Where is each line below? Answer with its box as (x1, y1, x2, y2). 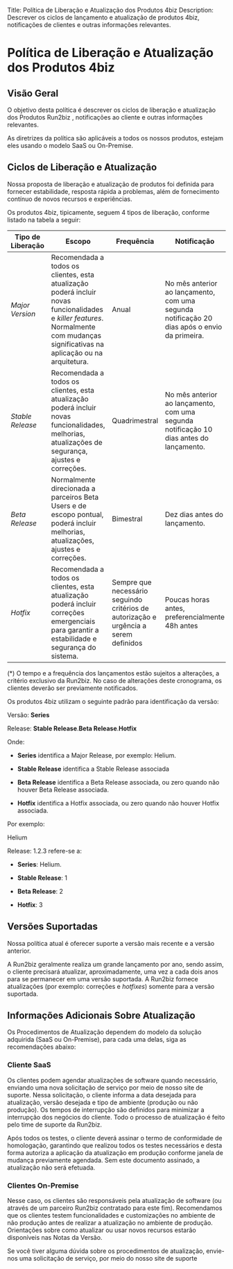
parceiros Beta (51, 492, 99, 502)
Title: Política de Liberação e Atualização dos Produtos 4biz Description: (7, 6, 214, 14)
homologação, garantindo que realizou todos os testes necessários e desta (7, 1141, 223, 1149)
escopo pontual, (51, 509, 104, 519)
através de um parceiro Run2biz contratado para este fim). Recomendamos (7, 1204, 223, 1212)
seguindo (112, 594, 143, 604)
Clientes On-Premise (7, 1181, 79, 1190)
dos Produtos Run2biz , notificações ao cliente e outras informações (7, 113, 203, 121)
